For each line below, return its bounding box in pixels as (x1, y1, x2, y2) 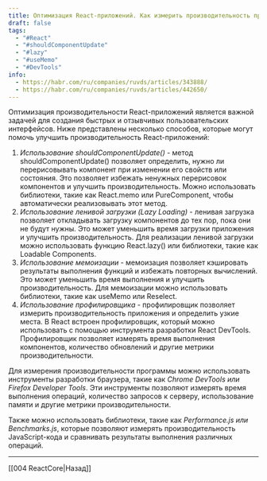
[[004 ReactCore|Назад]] (8, 464, 91, 473)
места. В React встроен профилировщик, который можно (19, 317, 215, 327)
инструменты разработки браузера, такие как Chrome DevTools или (8, 374, 240, 384)
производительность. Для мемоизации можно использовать (19, 283, 228, 293)
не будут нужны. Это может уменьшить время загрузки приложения (19, 224, 254, 234)
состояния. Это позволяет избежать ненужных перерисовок (19, 173, 227, 183)
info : (8, 71, 26, 79)
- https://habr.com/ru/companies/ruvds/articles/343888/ (15, 78, 208, 86)
